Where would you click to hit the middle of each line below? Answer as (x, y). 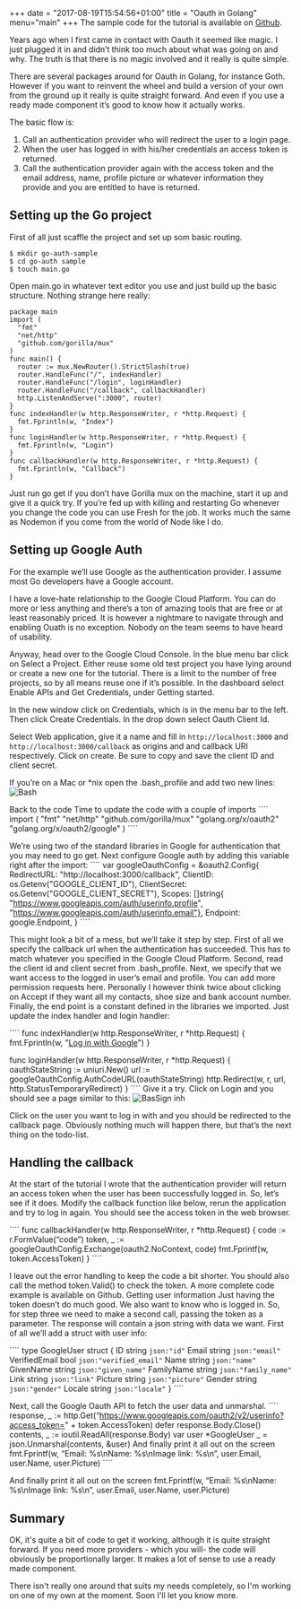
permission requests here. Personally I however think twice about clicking (145, 987)
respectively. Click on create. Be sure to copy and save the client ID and (142, 755)
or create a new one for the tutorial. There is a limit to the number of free (143, 673)
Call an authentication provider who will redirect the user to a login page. (156, 139)
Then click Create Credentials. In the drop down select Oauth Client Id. (140, 719)
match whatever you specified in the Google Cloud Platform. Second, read (146, 958)
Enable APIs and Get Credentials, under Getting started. (112, 692)
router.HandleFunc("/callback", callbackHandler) (112, 390)
